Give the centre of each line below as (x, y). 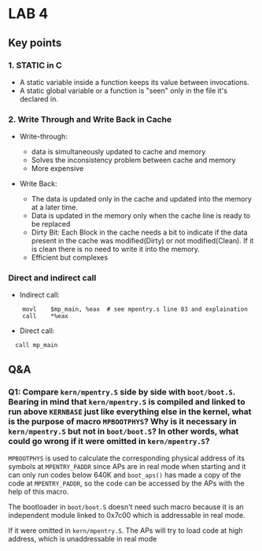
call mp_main (37, 346)
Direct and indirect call (52, 278)
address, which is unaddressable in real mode (83, 539)
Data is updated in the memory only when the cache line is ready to (140, 216)
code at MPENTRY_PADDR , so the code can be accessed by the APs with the (127, 483)
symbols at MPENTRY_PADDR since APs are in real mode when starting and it (127, 467)
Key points (35, 43)
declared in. (39, 98)
